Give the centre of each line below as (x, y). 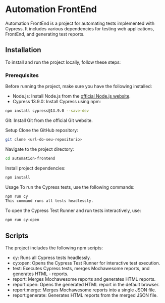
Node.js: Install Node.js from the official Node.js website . (72, 96)
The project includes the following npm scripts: (54, 248)
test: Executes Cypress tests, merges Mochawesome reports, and (81, 268)
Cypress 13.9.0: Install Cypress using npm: (57, 102)
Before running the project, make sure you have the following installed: (79, 86)
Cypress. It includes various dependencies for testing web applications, (80, 28)
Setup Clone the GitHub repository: (42, 130)
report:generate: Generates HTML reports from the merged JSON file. (85, 295)
